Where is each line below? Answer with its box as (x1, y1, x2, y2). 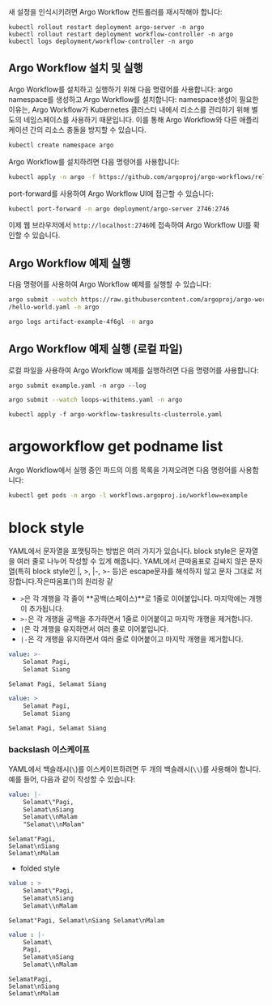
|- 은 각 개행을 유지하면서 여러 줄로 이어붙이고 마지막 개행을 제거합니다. (19, 634, 244, 644)
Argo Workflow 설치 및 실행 (8, 62, 143, 75)
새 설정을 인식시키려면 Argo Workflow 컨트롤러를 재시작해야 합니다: (8, 7, 223, 16)
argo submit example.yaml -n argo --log (8, 381, 147, 390)
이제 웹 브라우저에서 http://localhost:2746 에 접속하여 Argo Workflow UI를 (8, 220, 252, 230)
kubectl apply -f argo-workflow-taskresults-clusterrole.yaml (8, 410, 223, 419)
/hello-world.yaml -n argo (8, 303, 100, 312)
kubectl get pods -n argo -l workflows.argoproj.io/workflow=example (8, 491, 249, 500)
